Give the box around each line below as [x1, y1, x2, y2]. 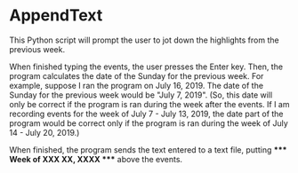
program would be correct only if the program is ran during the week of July [9, 117, 289, 129]
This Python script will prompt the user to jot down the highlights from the [9, 35, 279, 45]
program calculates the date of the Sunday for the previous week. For [9, 70, 264, 81]
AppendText [9, 5, 103, 26]
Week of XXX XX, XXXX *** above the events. [9, 153, 183, 164]
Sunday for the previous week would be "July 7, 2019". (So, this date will [9, 90, 273, 100]
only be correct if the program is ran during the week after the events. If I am [9, 98, 290, 109]
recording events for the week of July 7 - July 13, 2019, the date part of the [9, 108, 284, 119]
